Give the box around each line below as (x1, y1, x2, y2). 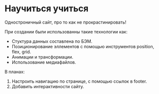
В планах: (4, 68, 25, 74)
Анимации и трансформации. (11, 54, 74, 60)
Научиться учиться (4, 3, 89, 14)
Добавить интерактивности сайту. (11, 83, 84, 89)
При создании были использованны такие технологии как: (4, 29, 128, 34)
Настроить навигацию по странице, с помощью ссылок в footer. (11, 78, 147, 84)
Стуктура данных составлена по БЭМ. (11, 38, 93, 44)
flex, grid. (11, 49, 31, 55)
